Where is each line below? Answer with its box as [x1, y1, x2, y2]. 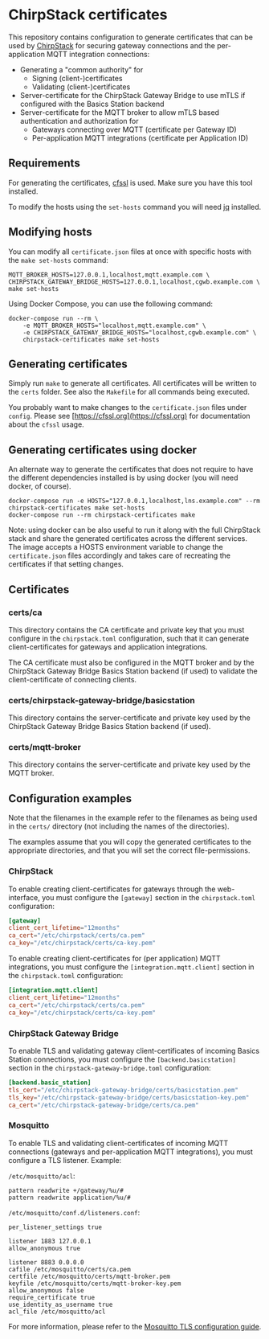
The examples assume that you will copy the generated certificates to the [8, 837, 251, 847]
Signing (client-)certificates [31, 73, 123, 83]
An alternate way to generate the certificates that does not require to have [8, 465, 254, 474]
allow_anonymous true [8, 1244, 81, 1252]
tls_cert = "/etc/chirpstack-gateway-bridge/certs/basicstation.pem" [8, 1086, 239, 1094]
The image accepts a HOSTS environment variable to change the [8, 543, 223, 552]
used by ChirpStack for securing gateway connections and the [8, 40, 215, 50]
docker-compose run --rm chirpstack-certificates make [8, 511, 196, 519]
